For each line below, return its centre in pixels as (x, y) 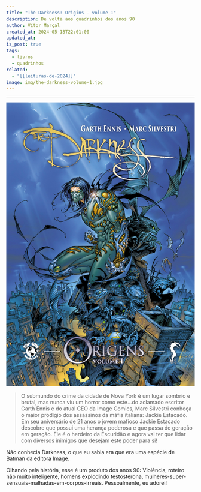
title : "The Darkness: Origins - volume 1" (61, 13)
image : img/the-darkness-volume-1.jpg (54, 82)
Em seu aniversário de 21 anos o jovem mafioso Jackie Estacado (100, 421)
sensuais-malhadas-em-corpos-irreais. (55, 482)
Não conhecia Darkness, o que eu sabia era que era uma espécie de (91, 452)
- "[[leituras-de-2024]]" (44, 76)
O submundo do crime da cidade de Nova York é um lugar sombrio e (106, 395)
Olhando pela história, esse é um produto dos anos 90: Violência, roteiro (95, 470)
